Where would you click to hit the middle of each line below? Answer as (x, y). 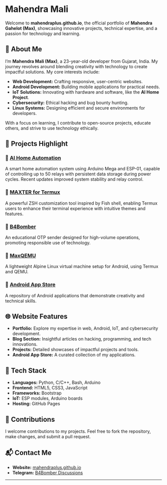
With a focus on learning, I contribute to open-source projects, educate (78, 122)
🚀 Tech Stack (26, 370)
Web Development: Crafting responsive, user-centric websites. (78, 81)
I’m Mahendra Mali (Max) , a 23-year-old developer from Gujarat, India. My (82, 61)
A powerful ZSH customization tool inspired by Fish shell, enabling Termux (81, 203)
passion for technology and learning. (43, 33)
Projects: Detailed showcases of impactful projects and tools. (76, 350)
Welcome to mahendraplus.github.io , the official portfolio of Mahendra (79, 23)
